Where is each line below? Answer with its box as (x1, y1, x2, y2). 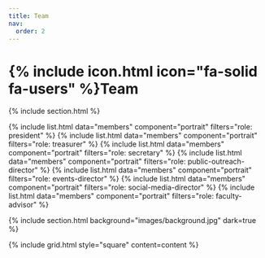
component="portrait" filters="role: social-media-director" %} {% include (8, 182, 255, 192)
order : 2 (15, 27, 46, 35)
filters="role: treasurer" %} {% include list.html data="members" (8, 139, 225, 149)
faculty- (215, 191, 242, 201)
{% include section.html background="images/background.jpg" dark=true (8, 216, 257, 225)
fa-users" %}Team (8, 79, 139, 98)
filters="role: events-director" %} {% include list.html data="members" (8, 174, 245, 184)
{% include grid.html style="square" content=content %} (8, 240, 199, 250)
